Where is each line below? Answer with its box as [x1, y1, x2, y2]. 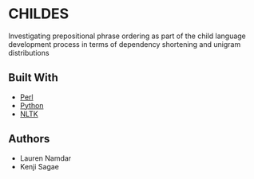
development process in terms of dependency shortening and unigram [8, 39, 241, 49]
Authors [8, 132, 50, 146]
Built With [8, 71, 58, 84]
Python [19, 100, 44, 110]
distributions [8, 48, 50, 57]
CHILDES [8, 5, 69, 23]
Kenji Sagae [19, 161, 60, 171]
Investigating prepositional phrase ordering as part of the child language [8, 31, 246, 41]
